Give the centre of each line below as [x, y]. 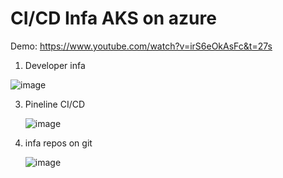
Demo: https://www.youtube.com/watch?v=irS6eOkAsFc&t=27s [141, 46]
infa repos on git [58, 143]
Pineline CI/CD [55, 104]
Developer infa [55, 65]
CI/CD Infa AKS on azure [113, 18]
